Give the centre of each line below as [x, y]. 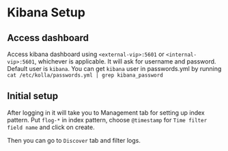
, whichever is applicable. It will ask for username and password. [125, 61]
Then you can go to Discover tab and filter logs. [74, 140]
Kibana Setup [46, 13]
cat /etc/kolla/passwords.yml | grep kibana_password [85, 75]
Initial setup [33, 96]
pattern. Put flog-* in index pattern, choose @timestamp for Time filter [107, 120]
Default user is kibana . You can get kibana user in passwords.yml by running [114, 69]
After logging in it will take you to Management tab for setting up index [106, 112]
